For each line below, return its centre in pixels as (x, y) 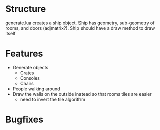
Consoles (30, 78)
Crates (27, 73)
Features (24, 54)
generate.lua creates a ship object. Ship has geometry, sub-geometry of (80, 23)
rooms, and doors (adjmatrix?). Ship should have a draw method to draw (80, 28)
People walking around (36, 89)
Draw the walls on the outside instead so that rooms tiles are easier (82, 94)
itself (10, 33)
